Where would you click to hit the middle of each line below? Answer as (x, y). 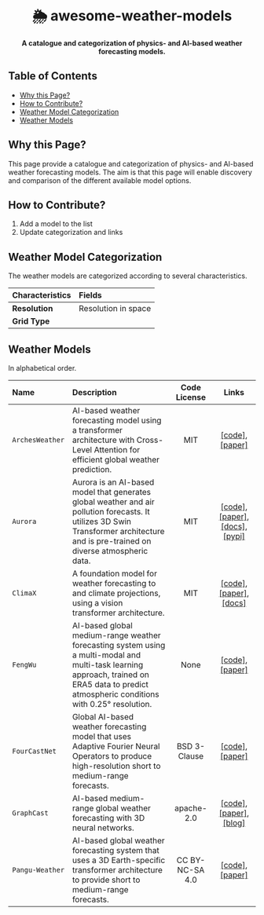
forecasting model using (117, 420)
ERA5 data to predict (110, 684)
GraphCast (30, 813)
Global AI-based (103, 717)
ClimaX (24, 593)
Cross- (150, 440)
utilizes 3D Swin (102, 522)
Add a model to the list (56, 224)
